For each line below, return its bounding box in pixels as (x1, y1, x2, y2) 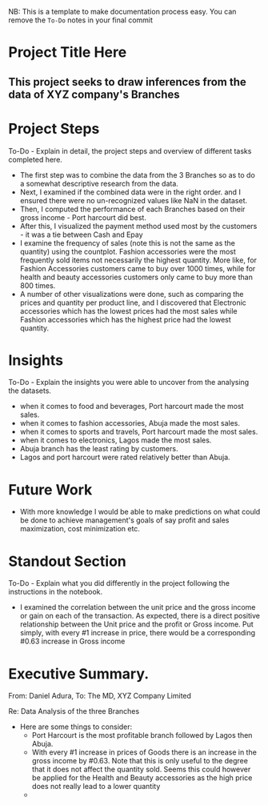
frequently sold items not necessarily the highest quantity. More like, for (19, 255, 258, 265)
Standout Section (8, 552, 126, 571)
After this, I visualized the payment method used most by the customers (19, 221, 258, 230)
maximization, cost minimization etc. (19, 524, 140, 534)
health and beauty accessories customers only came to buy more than (19, 272, 254, 282)
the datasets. (8, 386, 52, 395)
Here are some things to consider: (19, 722, 133, 731)
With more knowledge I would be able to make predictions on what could (19, 507, 261, 517)
